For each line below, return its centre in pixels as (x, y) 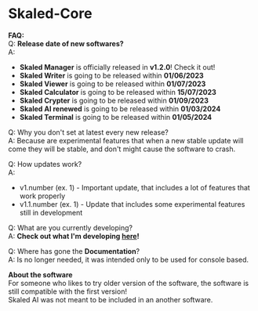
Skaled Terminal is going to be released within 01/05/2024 (116, 117)
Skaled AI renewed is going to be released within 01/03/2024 (120, 108)
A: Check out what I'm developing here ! (74, 236)
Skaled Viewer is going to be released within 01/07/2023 (113, 84)
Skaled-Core (50, 14)
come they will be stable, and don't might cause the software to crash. (122, 149)
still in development (51, 212)
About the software (40, 274)
